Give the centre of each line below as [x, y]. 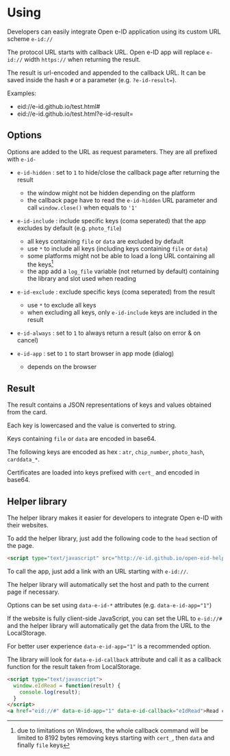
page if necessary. [33, 592]
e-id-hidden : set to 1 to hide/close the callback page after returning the [118, 172]
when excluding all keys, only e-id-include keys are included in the [122, 312]
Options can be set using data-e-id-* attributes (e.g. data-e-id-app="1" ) [110, 605]
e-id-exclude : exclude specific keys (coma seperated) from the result [116, 292]
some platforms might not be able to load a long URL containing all [121, 255]
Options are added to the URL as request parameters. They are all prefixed [112, 151]
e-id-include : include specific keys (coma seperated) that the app [112, 220]
